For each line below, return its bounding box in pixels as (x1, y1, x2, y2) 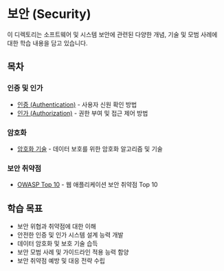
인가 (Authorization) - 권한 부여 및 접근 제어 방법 (16, 109, 148, 117)
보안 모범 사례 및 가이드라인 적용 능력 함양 (16, 248, 129, 257)
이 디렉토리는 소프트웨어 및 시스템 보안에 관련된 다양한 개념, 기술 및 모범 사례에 (7, 30, 218, 39)
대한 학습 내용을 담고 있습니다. (7, 39, 88, 47)
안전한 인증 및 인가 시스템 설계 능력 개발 (16, 231, 124, 239)
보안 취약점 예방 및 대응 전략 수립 (16, 257, 105, 265)
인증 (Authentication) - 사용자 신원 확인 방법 (16, 100, 137, 109)
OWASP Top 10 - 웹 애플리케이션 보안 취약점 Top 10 (16, 180, 158, 189)
